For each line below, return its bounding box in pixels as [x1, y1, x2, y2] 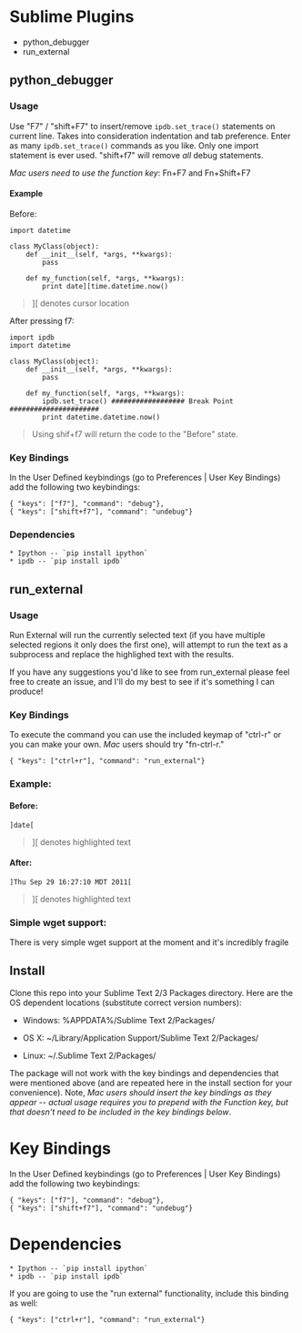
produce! [9, 686, 44, 697]
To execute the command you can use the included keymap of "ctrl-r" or [9, 729, 282, 740]
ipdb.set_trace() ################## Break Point [42, 396, 234, 406]
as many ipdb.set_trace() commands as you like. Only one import [9, 139, 259, 151]
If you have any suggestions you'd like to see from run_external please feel [9, 666, 290, 677]
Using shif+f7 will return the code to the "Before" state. [31, 428, 239, 439]
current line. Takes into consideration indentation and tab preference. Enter [9, 130, 291, 141]
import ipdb [9, 332, 55, 342]
